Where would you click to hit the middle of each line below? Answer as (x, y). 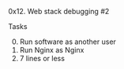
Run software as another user (68, 42)
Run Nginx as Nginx (52, 50)
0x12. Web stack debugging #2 (59, 11)
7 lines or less (42, 58)
